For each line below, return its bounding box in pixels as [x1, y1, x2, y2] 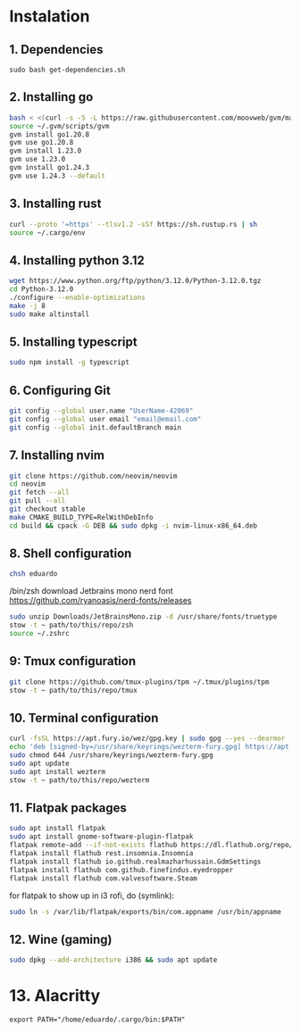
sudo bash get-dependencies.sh [9, 65, 126, 74]
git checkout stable [9, 504, 87, 513]
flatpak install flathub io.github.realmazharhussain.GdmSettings [9, 857, 262, 866]
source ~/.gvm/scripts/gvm [9, 121, 110, 130]
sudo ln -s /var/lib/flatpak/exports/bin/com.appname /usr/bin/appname [9, 907, 281, 916]
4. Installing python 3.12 [9, 253, 146, 268]
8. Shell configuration [9, 546, 132, 562]
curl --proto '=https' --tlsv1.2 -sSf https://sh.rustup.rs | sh [9, 220, 257, 229]
